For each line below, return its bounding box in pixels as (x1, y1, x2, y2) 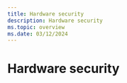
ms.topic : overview (7, 23, 65, 31)
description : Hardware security (7, 17, 103, 24)
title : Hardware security (7, 10, 84, 18)
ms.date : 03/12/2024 (7, 30, 69, 38)
